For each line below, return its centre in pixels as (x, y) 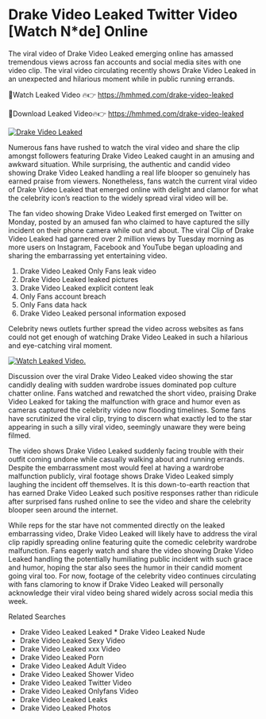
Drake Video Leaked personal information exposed (103, 313)
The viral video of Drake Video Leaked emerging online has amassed (121, 53)
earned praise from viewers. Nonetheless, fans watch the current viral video (133, 181)
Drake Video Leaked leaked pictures (79, 279)
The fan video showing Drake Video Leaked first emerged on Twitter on (125, 213)
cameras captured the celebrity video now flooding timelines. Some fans (127, 410)
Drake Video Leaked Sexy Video (72, 640)
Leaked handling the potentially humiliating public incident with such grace (130, 559)
